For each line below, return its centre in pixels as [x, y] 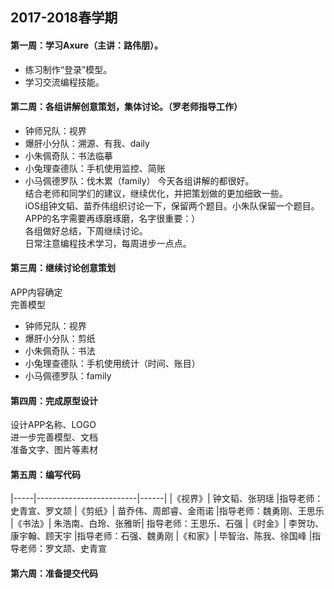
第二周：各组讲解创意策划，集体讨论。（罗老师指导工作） [126, 107]
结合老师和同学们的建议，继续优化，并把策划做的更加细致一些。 [156, 193]
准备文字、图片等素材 [54, 450]
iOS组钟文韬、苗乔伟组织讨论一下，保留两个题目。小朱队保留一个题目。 [172, 205]
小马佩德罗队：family [68, 376]
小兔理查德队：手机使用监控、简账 [95, 168]
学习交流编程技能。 [64, 82]
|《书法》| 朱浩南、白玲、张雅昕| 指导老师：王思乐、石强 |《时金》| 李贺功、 [167, 524]
